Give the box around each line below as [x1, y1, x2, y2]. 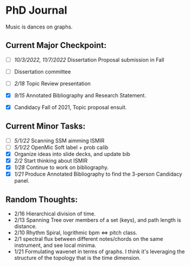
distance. [14, 223, 37, 230]
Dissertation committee [14, 68, 72, 75]
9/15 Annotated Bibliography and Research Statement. [14, 91, 146, 98]
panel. [14, 177, 30, 185]
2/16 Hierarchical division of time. [14, 210, 96, 217]
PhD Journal [5, 4, 67, 17]
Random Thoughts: [5, 194, 78, 205]
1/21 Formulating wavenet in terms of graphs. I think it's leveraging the [14, 248, 185, 255]
